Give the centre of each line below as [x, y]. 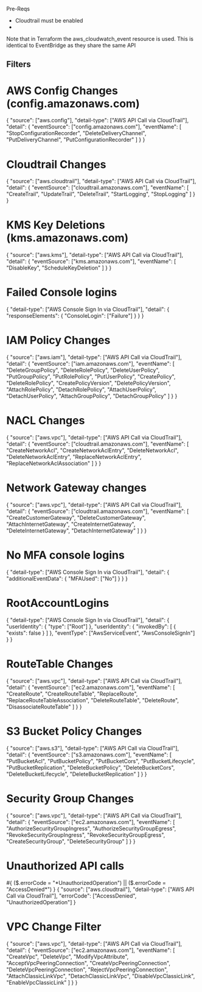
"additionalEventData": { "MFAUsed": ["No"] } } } [67, 578]
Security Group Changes [70, 798]
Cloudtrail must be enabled [49, 20]
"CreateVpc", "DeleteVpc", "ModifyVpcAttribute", [68, 956]
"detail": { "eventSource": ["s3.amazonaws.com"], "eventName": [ [89, 755]
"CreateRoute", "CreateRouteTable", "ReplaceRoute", [72, 694]
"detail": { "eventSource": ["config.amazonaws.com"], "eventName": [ [94, 127]
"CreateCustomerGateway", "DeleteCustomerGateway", [76, 517]
